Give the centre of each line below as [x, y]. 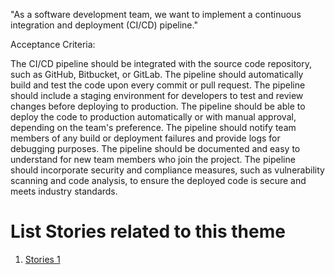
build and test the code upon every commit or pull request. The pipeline [158, 85]
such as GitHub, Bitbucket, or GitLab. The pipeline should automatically [157, 74]
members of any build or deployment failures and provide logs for [145, 138]
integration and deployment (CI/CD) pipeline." [104, 25]
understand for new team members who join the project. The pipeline [153, 159]
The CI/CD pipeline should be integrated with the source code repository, [161, 63]
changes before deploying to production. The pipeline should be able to [158, 106]
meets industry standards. [64, 191]
